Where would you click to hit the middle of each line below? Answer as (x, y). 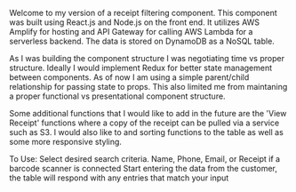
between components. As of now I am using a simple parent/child (129, 77)
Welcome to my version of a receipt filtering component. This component (143, 13)
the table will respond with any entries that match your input (119, 178)
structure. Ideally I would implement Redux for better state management (141, 68)
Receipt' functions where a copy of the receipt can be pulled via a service (144, 123)
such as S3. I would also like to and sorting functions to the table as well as (147, 132)
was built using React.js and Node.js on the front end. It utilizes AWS (135, 22)
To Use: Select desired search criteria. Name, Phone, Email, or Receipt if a (145, 159)
